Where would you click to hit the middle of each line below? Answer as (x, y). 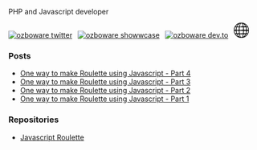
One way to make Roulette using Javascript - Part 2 (105, 91)
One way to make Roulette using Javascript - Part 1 (104, 99)
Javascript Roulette (52, 137)
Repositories (34, 120)
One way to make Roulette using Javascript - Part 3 (105, 82)
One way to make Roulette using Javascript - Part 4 (105, 73)
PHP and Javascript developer (59, 12)
